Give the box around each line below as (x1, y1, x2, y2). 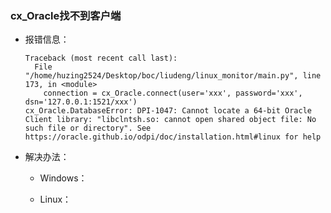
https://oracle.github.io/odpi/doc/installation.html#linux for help (24, 132, 322, 142)
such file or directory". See (24, 123, 152, 134)
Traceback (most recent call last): (24, 53, 178, 64)
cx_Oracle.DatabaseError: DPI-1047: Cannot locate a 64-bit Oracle (24, 106, 312, 116)
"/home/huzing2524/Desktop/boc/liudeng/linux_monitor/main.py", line (24, 71, 322, 81)
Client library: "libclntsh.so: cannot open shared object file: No (24, 115, 317, 125)
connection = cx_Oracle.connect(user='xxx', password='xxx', (43, 88, 303, 99)
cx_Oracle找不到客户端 (10, 8, 122, 22)
